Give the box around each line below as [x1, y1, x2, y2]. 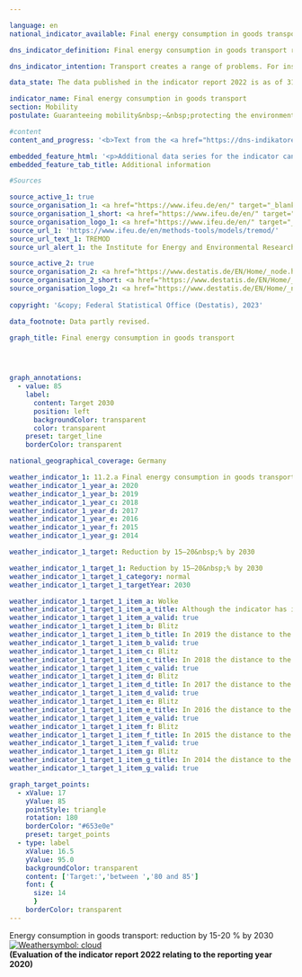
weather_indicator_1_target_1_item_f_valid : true [9, 739, 200, 748]
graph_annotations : [9, 374, 83, 383]
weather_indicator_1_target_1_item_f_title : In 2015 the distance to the [9, 730, 292, 740]
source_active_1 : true [9, 192, 94, 202]
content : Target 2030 [32, 398, 115, 407]
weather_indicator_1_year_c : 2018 [9, 498, 139, 507]
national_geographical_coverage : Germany [9, 457, 167, 466]
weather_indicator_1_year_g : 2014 [9, 531, 139, 540]
